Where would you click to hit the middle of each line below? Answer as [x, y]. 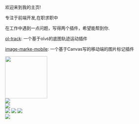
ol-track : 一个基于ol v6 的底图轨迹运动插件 [46, 39]
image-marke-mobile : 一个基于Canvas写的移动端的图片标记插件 [69, 49]
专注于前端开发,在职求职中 [32, 18]
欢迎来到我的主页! [23, 7]
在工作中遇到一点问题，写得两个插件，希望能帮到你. [57, 28]
